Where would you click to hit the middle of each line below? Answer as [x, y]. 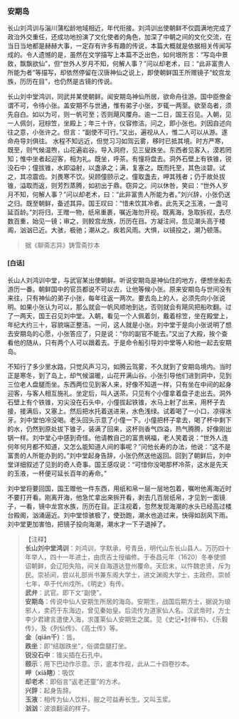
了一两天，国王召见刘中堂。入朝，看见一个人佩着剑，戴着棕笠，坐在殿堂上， [119, 315]
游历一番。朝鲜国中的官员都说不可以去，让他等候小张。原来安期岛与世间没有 [119, 289]
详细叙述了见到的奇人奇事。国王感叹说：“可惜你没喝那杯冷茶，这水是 [115, 464]
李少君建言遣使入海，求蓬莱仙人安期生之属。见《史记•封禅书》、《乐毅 [126, 619]
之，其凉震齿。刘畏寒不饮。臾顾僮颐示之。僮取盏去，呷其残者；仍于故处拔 [116, 177]
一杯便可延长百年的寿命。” [69, 473]
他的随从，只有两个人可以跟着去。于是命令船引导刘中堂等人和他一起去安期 [122, 342]
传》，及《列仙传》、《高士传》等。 [73, 628]
